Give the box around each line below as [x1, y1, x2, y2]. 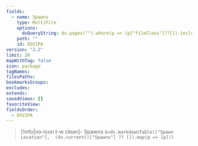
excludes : [6, 85, 31, 91]
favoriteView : [6, 101, 41, 107]
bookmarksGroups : [6, 80, 49, 86]
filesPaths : [6, 74, 35, 80]
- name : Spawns [11, 14, 49, 20]
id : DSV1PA [16, 42, 44, 47]
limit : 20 [6, 52, 31, 58]
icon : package [6, 63, 41, 69]
